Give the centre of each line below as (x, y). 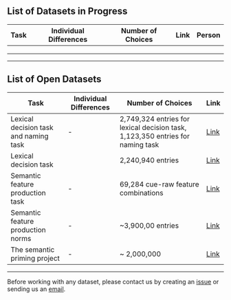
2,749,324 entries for (155, 118)
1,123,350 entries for (155, 136)
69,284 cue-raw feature (159, 184)
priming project (35, 258)
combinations (141, 193)
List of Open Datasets (54, 79)
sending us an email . (36, 289)
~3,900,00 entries (149, 225)
